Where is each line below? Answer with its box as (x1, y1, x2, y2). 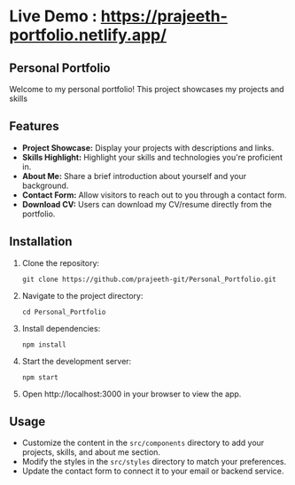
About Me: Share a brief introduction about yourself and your (21, 170, 247, 181)
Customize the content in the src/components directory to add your (21, 437, 265, 449)
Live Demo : (9, 6, 97, 27)
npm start (21, 372, 59, 382)
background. (21, 180, 69, 191)
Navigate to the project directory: (21, 290, 144, 301)
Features (9, 119, 59, 134)
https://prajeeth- (100, 6, 229, 27)
